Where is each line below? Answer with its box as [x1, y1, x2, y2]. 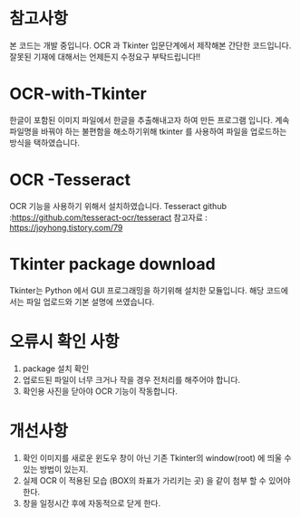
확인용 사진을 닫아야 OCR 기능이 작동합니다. [22, 386, 179, 397]
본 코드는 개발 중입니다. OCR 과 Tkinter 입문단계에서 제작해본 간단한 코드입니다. [9, 40, 292, 51]
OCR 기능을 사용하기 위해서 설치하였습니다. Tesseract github [9, 200, 227, 211]
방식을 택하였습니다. [9, 137, 80, 148]
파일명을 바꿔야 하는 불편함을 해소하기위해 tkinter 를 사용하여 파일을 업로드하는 [9, 126, 287, 137]
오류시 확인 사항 [9, 331, 120, 351]
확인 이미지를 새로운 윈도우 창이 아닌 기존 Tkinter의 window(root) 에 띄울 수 [22, 452, 292, 463]
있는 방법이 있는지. [22, 464, 89, 474]
